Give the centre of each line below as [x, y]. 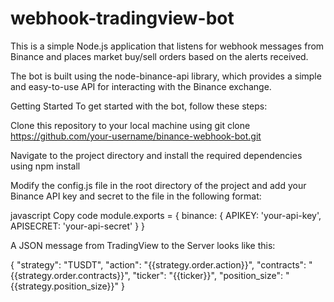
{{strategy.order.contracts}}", [70, 275]
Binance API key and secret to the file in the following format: [136, 196]
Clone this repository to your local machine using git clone [130, 125]
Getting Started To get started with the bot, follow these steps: [139, 106]
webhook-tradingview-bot [122, 18]
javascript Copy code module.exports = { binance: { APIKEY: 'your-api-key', [166, 215]
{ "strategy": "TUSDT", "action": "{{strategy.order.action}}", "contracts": [158, 264]
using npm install [45, 166]
